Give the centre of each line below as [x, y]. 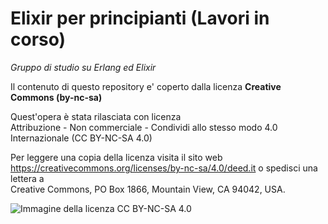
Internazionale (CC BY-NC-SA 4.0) [81, 138]
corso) [38, 39]
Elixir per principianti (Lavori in [140, 18]
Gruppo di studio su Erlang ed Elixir [83, 67]
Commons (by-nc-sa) [56, 97]
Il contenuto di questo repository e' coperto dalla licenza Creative [146, 86]
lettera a [27, 178]
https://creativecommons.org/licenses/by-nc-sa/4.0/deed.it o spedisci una [164, 168]
